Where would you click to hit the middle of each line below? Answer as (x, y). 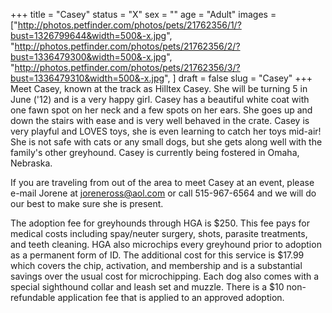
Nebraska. (31, 163)
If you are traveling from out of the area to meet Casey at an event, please (162, 182)
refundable (33, 297)
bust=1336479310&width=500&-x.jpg (87, 78)
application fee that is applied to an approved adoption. (171, 297)
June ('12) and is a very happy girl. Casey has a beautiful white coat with (160, 99)
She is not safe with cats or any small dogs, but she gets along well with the (166, 142)
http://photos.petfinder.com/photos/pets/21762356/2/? (127, 46)
